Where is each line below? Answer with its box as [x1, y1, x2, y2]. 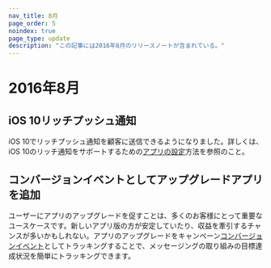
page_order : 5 [8, 19, 57, 27]
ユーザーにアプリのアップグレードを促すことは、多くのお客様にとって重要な [8, 211, 263, 220]
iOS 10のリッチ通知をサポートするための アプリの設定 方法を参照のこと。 [8, 147, 249, 157]
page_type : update [8, 34, 70, 43]
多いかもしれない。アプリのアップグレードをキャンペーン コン [29, 231, 235, 241]
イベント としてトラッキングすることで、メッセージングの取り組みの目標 [15, 241, 256, 250]
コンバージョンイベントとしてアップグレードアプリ [8, 173, 263, 186]
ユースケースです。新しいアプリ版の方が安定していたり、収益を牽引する [8, 220, 248, 230]
